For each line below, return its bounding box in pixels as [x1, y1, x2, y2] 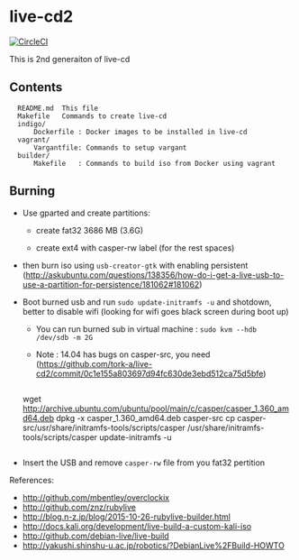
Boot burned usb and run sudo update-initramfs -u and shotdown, [22, 296, 272, 308]
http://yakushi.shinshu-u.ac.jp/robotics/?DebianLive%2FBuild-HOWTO [22, 539, 285, 551]
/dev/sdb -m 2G [35, 333, 93, 342]
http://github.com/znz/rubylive [22, 501, 137, 512]
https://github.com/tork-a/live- [39, 358, 153, 369]
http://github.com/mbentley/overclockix [22, 491, 170, 502]
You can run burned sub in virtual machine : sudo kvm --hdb [35, 323, 257, 335]
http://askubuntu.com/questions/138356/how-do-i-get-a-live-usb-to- [25, 269, 285, 280]
